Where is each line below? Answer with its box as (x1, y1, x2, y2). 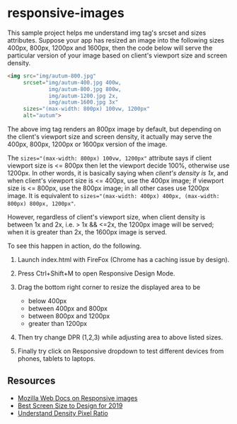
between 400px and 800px (28, 304, 108, 313)
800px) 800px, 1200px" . (7, 199, 76, 207)
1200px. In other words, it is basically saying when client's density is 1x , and (7, 169, 229, 178)
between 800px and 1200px (28, 312, 110, 320)
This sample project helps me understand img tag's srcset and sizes (7, 28, 207, 37)
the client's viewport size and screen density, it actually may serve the (7, 133, 212, 141)
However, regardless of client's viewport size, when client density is (7, 213, 206, 222)
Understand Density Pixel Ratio (17, 408, 108, 417)
